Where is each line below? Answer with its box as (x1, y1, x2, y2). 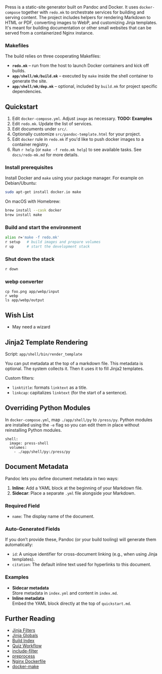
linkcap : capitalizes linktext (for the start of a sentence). (12, 390, 128, 396)
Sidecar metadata (12, 585, 49, 591)
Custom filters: (5, 375, 35, 381)
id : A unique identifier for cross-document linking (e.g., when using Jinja (12, 551, 158, 557)
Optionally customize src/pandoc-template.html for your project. (12, 131, 141, 137)
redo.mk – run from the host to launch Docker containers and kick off (12, 63, 149, 69)
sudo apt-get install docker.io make (5, 190, 81, 194)
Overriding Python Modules (5, 404, 91, 412)
